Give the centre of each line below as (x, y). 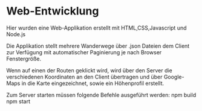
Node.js (16, 34)
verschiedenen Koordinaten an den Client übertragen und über (84, 77)
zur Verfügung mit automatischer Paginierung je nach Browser (84, 52)
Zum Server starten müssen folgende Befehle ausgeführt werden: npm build (101, 95)
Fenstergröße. (24, 59)
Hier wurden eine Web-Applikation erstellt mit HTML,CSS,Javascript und (96, 28)
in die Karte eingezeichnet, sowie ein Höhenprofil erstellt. (93, 83)
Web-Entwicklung (53, 11)
